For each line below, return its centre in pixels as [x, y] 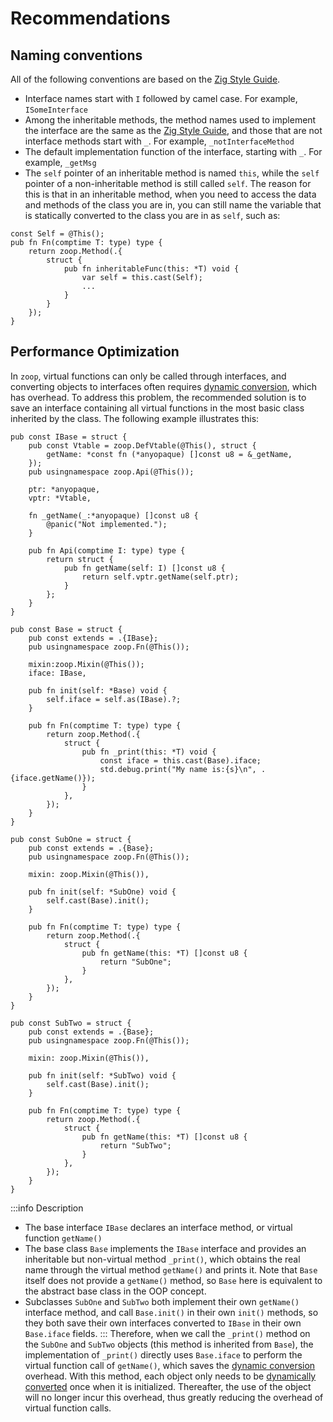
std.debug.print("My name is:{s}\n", [178, 769]
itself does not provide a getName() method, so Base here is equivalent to [173, 1280]
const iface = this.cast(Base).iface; [180, 760]
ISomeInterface [56, 110]
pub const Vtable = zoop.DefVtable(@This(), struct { [142, 445]
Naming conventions [76, 55]
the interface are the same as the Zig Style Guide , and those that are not [173, 130]
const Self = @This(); [57, 234]
